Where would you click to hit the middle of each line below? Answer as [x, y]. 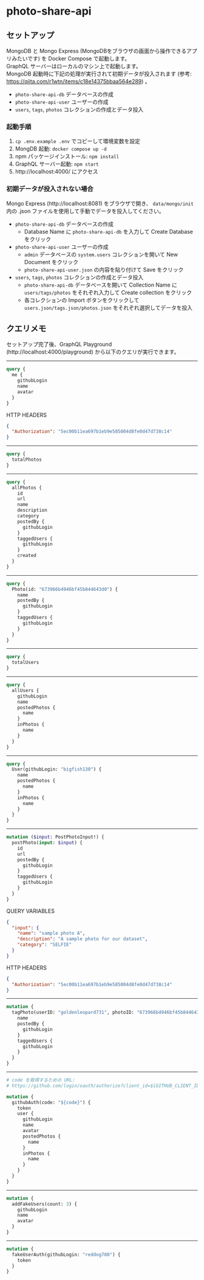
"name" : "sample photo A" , [51, 933]
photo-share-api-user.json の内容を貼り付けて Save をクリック [104, 270]
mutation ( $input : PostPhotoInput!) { [55, 837]
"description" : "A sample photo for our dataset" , [83, 939]
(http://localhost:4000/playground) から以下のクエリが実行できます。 [93, 352]
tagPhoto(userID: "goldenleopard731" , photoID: [73, 1012]
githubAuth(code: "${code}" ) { [51, 1102]
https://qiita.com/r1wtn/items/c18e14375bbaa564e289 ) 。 [78, 81]
